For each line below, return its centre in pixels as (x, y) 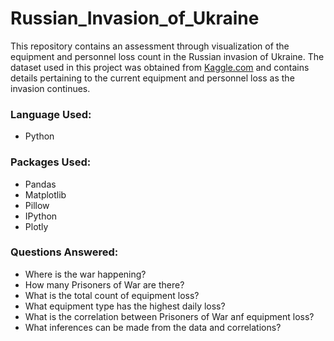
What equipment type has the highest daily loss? (125, 306)
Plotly (36, 226)
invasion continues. (50, 88)
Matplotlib (45, 194)
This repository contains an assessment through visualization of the (150, 46)
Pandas (40, 184)
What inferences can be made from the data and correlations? (153, 327)
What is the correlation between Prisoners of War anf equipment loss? (169, 316)
